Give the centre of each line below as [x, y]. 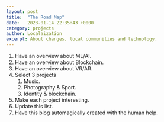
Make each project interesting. [52, 100]
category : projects [30, 28]
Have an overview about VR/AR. [54, 68]
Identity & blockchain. [50, 94]
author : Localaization [34, 34]
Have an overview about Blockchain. [59, 62]
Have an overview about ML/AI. [53, 56]
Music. [32, 81]
